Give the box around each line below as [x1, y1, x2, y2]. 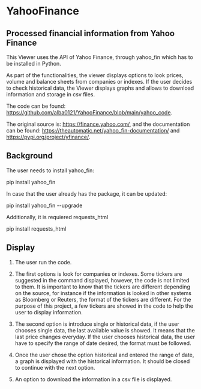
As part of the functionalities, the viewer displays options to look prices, [6, 72, 184, 79]
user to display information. [14, 308, 83, 316]
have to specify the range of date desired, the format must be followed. [14, 339, 191, 347]
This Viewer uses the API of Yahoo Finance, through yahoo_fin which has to [6, 54, 193, 61]
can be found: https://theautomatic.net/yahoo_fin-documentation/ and [6, 127, 180, 134]
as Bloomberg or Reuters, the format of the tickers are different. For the [14, 296, 191, 303]
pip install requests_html [6, 225, 67, 232]
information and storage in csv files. [6, 91, 95, 98]
